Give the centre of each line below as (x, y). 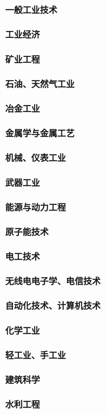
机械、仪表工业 (36, 158)
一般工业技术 (31, 10)
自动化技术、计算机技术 (53, 306)
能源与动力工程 (36, 207)
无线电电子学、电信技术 (53, 281)
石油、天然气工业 (40, 84)
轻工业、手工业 (36, 355)
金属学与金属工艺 (40, 134)
